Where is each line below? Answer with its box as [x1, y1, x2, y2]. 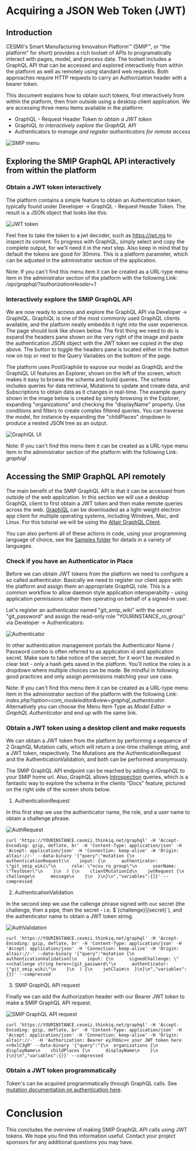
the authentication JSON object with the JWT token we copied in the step [6, 339, 183, 347]
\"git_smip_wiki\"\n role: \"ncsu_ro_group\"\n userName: [6, 864, 177, 869]
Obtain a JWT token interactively [6, 183, 102, 191]
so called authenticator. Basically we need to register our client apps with [6, 577, 183, 584]
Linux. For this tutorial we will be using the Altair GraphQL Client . [6, 518, 161, 526]
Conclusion [6, 1106, 63, 1120]
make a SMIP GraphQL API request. [6, 999, 92, 1007]
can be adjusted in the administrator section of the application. [6, 256, 157, 263]
